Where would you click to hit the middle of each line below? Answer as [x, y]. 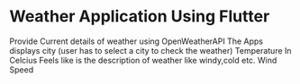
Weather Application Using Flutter [140, 17]
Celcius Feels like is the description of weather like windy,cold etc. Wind [143, 60]
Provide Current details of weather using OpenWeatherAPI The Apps [136, 41]
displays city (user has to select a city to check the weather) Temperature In [150, 50]
